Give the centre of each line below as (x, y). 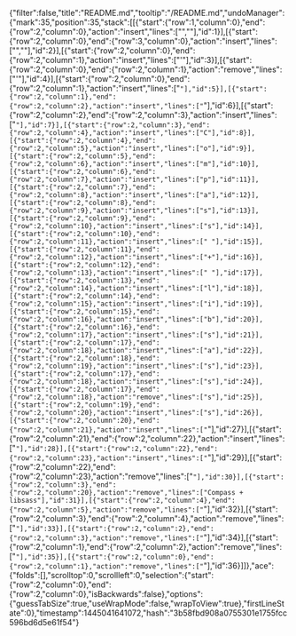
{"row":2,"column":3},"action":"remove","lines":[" (106, 538)
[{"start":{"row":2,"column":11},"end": (85, 250)
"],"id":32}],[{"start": (241, 509)
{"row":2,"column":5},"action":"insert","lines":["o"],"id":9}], (132, 148)
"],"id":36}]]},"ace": (239, 566)
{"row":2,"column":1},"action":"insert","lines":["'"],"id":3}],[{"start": (131, 60)
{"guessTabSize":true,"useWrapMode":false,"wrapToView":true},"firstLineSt (147, 604)
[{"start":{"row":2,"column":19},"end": (85, 405)
